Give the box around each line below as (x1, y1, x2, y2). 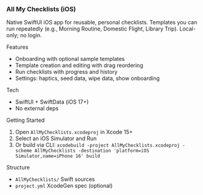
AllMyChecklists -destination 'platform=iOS (34, 148, 149, 154)
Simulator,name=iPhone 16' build (15, 153, 101, 160)
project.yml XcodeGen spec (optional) (15, 182, 113, 190)
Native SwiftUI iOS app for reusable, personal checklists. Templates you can (6, 19, 198, 26)
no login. (20, 32, 42, 39)
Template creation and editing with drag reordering (15, 62, 143, 69)
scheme (15, 148, 32, 154)
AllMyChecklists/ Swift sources (15, 175, 95, 183)
